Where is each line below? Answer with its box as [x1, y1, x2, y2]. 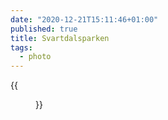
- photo [19, 52, 52, 62]
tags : [10, 42, 33, 53]
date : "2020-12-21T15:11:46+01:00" [10, 14, 159, 25]
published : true [10, 24, 78, 34]
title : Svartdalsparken [10, 33, 110, 43]
